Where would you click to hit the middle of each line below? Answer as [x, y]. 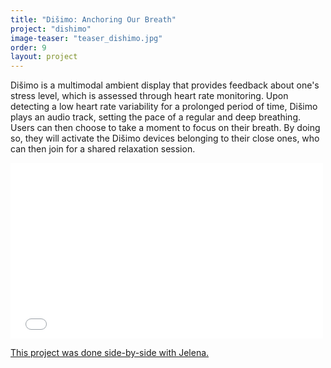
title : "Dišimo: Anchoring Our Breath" [93, 19]
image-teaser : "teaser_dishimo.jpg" [86, 38]
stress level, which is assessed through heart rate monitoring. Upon [149, 96]
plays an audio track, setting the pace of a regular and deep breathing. [156, 117]
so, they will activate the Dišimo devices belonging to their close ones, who [165, 138]
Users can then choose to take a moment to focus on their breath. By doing [165, 128]
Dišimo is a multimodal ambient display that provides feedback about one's [165, 85]
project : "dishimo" [51, 29]
